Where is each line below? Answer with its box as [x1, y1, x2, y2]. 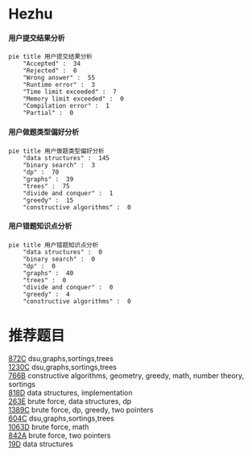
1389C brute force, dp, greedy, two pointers [8, 405, 155, 414]
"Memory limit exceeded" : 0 [23, 95, 125, 103]
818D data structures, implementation [8, 388, 133, 397]
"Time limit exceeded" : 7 [23, 88, 117, 97]
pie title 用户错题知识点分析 [8, 240, 99, 249]
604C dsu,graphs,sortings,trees [8, 413, 114, 423]
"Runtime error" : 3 [23, 81, 95, 89]
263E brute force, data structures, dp [8, 396, 132, 406]
